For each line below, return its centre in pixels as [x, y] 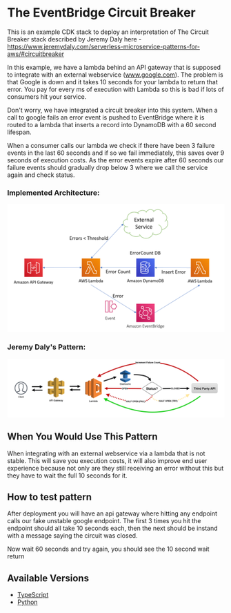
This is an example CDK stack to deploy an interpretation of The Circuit [108, 32]
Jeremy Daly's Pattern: [47, 347]
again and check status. [41, 175]
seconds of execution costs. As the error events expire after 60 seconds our [115, 160]
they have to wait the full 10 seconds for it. [67, 475]
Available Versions [48, 578]
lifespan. [19, 132]
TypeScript [33, 595]
